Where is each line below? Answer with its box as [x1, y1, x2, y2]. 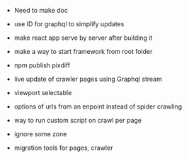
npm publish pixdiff [13, 61, 71, 70]
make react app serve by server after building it [13, 33, 153, 42]
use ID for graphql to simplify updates [13, 20, 125, 28]
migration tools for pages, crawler [13, 143, 113, 152]
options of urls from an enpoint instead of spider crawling [13, 102, 183, 111]
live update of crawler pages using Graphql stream [13, 75, 163, 83]
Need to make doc [13, 6, 69, 14]
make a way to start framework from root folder [13, 48, 153, 55]
